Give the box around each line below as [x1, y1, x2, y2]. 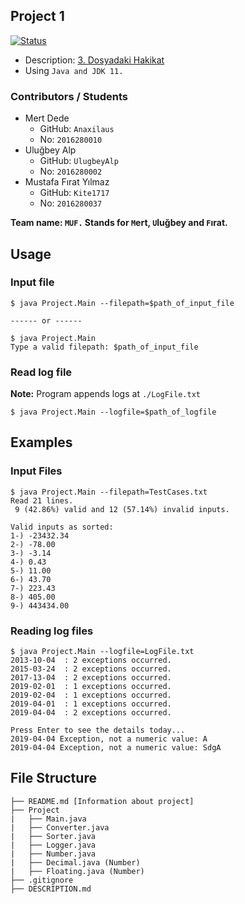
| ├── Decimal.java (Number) [10, 857, 141, 868]
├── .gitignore [10, 875, 74, 885]
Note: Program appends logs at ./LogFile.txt [10, 388, 201, 400]
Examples [10, 434, 73, 451]
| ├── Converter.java [10, 822, 110, 833]
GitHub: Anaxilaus [39, 123, 115, 135]
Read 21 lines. [10, 495, 74, 506]
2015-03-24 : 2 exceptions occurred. [10, 664, 172, 674]
